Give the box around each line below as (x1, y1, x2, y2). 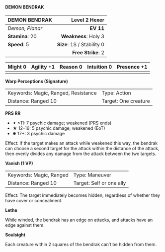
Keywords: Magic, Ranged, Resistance (7, 89, 97, 96)
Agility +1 (31, 64, 55, 71)
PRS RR (5, 110, 21, 116)
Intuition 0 (87, 64, 112, 71)
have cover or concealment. (5, 198, 63, 204)
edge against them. (5, 222, 45, 228)
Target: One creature (101, 97, 150, 104)
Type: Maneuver (73, 171, 112, 178)
